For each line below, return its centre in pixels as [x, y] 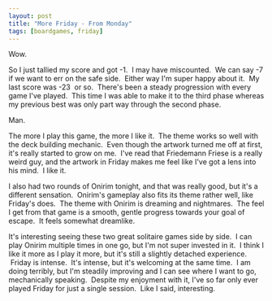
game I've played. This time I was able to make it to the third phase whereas [136, 96]
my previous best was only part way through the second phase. [115, 105]
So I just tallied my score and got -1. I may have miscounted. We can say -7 [136, 70]
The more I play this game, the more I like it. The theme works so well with [133, 136]
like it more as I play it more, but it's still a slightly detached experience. [128, 254]
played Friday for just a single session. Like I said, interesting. [112, 289]
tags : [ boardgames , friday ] [56, 31]
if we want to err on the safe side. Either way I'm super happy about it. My [134, 79]
